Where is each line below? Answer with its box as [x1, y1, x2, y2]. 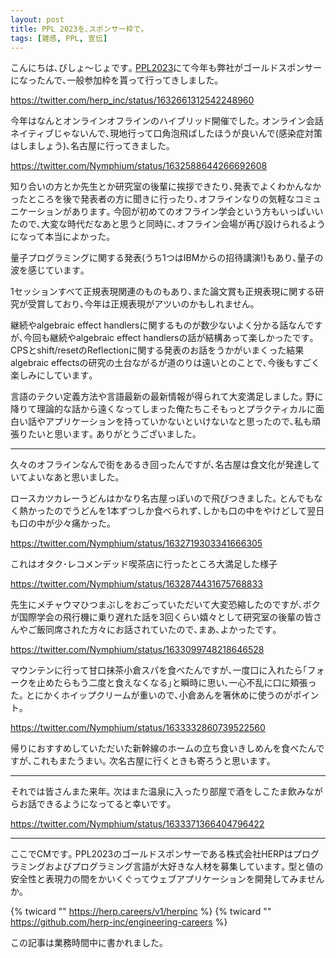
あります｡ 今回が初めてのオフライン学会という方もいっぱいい [71, 206, 324, 218]
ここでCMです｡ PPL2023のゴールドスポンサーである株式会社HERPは [10, 848, 293, 860]
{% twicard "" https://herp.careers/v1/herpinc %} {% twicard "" [10, 906, 272, 918]
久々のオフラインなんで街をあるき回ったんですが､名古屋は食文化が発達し [10, 459, 312, 471]
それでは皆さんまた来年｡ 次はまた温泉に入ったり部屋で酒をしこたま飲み [10, 786, 307, 798]
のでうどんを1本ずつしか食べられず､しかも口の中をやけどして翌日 [53, 505, 325, 517]
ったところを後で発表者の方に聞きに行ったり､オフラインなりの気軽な [10, 193, 295, 205]
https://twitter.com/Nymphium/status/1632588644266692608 [10, 160, 268, 172]
